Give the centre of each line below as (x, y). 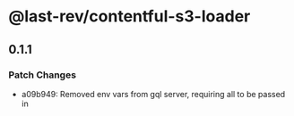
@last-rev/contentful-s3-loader (130, 17)
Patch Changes (43, 75)
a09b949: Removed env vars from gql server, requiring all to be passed (153, 94)
